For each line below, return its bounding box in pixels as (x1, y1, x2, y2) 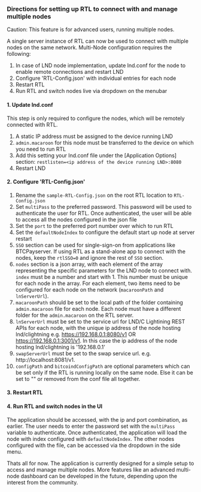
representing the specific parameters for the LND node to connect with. (15, 266, 192, 274)
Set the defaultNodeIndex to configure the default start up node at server (15, 229, 195, 236)
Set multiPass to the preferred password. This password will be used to (15, 203, 192, 210)
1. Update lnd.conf (7, 101, 53, 108)
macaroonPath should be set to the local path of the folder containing (15, 299, 183, 306)
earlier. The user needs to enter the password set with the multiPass (7, 422, 175, 430)
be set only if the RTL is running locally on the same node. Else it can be (15, 368, 193, 376)
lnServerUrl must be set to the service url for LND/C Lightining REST (15, 317, 185, 325)
